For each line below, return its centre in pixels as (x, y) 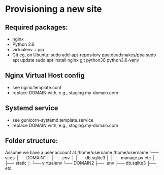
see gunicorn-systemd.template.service (53, 120)
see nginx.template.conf (37, 87)
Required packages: (36, 27)
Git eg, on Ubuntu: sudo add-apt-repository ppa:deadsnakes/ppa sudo (84, 55)
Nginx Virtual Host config (45, 76)
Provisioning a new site (54, 9)
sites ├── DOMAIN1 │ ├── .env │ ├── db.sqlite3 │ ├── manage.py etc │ (80, 158)
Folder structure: (32, 141)
